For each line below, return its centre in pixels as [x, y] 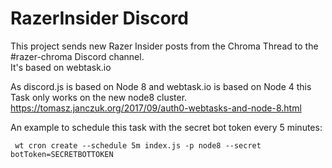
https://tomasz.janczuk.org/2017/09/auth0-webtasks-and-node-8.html [156, 108]
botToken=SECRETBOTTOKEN [62, 154]
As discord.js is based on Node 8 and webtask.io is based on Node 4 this [161, 86]
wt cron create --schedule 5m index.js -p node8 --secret [138, 145]
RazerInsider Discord [99, 18]
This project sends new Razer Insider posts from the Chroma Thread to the [164, 46]
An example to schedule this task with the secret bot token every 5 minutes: [166, 127]
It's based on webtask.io [61, 67]
